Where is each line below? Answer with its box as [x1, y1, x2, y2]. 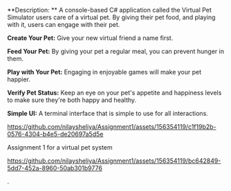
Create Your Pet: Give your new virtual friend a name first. [7, 34, 174, 42]
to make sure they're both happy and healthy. [7, 96, 137, 104]
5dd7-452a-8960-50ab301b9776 [7, 164, 102, 172]
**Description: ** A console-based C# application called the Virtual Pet [7, 6, 212, 14]
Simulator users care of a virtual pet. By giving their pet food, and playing [7, 13, 216, 21]
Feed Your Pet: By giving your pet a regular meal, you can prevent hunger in [7, 48, 225, 55]
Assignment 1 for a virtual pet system [7, 143, 113, 151]
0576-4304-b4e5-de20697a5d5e [7, 130, 104, 138]
